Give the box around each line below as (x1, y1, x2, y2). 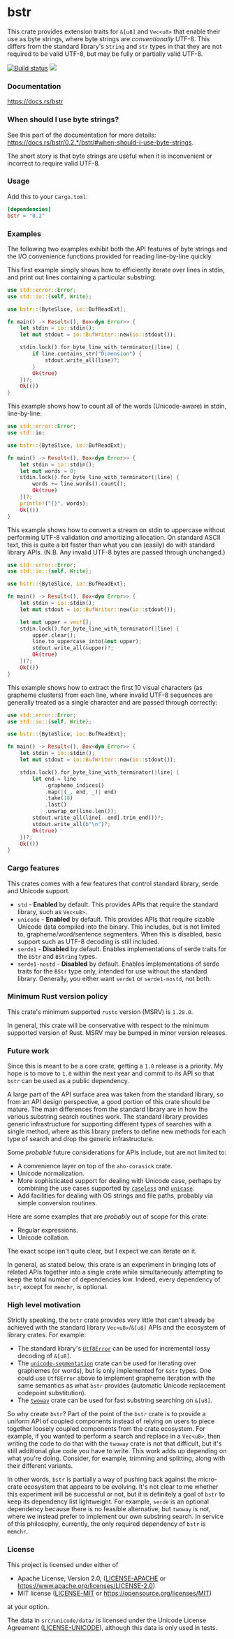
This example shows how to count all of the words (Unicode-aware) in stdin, (7, 402, 227, 411)
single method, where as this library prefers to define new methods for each (7, 1127, 226, 1135)
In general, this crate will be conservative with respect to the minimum (7, 1021, 210, 1029)
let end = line (32, 775, 77, 782)
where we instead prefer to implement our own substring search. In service (7, 1513, 224, 1521)
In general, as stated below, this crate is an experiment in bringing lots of (7, 1261, 217, 1269)
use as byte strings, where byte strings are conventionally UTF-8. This (7, 34, 210, 43)
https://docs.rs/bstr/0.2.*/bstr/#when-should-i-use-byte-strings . (7, 138, 194, 147)
